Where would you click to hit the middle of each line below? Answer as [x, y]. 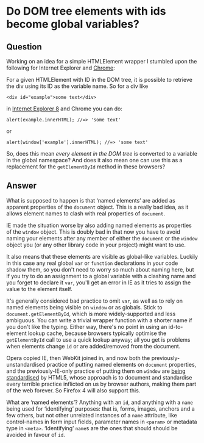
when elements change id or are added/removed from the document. [93, 346]
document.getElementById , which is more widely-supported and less [91, 314]
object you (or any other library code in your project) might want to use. [96, 245]
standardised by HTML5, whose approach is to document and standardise [99, 377]
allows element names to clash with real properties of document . [86, 213]
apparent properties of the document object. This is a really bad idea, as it [97, 207]
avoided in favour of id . [36, 434]
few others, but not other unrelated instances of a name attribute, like [92, 415]
